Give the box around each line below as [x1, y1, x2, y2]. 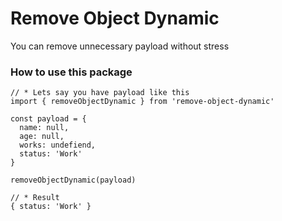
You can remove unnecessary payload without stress [10, 40, 230, 52]
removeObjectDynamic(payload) [10, 175, 137, 186]
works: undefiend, [19, 140, 97, 151]
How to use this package [10, 65, 133, 79]
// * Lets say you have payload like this [10, 88, 190, 98]
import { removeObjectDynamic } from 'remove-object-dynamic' [10, 97, 275, 107]
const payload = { [10, 114, 87, 124]
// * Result [10, 193, 60, 203]
